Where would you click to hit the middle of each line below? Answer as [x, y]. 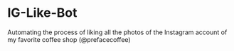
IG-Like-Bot [42, 13]
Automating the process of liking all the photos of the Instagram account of [117, 32]
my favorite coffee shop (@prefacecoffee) [69, 39]
